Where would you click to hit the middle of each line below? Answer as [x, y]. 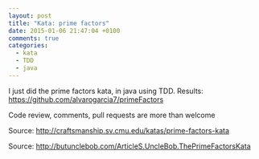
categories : [28, 46]
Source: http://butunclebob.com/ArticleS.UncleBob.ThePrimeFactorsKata [129, 146]
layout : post [30, 16]
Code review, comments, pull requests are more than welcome [112, 115]
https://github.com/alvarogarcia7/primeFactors [86, 99]
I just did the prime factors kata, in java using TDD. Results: [106, 91]
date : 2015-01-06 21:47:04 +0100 [64, 31]
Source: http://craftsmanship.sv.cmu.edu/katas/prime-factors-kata [119, 130]
